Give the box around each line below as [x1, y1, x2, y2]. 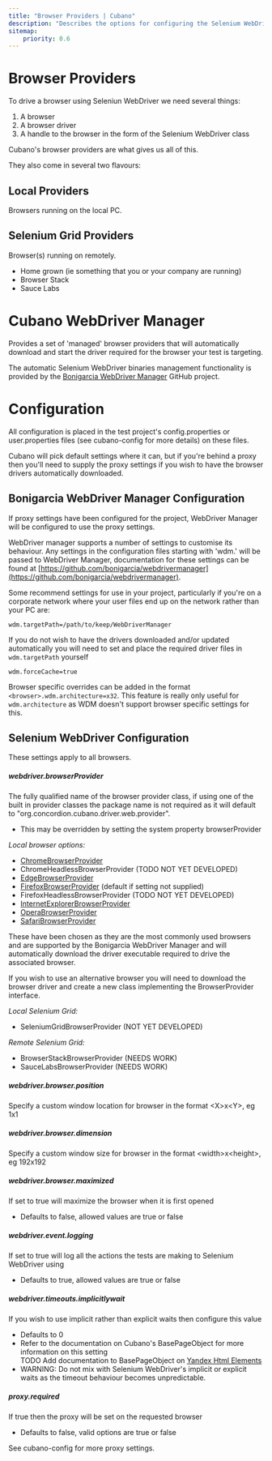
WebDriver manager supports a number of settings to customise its [8, 537, 233, 547]
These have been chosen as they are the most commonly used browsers [8, 932, 252, 942]
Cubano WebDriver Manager [8, 312, 205, 330]
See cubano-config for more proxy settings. [8, 1443, 155, 1453]
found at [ [8, 563, 41, 573]
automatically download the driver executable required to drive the [8, 949, 231, 959]
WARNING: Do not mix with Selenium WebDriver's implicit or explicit [19, 1365, 247, 1374]
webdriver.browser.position [8, 1080, 104, 1090]
